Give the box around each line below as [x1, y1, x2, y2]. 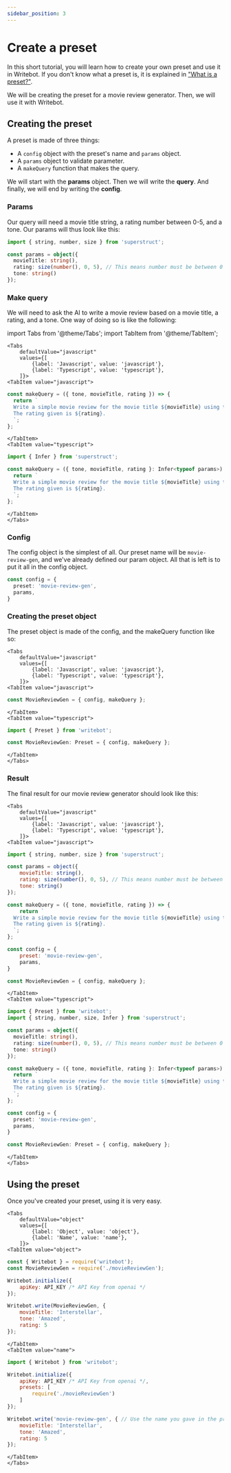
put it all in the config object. [7, 563, 88, 571]
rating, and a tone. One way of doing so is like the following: [7, 316, 177, 324]
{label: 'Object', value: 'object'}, [32, 1228, 140, 1235]
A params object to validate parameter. [16, 157, 125, 166]
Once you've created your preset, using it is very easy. [7, 1197, 162, 1205]
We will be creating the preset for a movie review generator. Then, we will [7, 90, 215, 99]
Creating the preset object [7, 612, 97, 621]
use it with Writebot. [7, 98, 64, 106]
